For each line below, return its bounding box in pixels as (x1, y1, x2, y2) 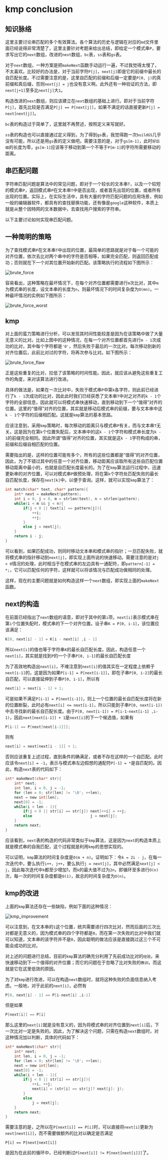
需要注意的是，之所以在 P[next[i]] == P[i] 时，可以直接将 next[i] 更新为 (5, 1124, 153, 1130)
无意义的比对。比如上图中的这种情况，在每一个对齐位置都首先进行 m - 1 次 (5, 337, 156, 343)
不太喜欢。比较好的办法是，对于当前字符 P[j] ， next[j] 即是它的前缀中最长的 (5, 69, 161, 74)
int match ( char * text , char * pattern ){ (5, 487, 88, 492)
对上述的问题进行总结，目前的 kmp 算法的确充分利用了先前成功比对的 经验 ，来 (5, 953, 160, 959)
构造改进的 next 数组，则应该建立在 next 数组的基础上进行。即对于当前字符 (5, 98, 155, 104)
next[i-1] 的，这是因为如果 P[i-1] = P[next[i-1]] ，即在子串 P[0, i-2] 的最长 (5, 669, 163, 675)
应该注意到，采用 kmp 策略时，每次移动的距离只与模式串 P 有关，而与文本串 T (5, 423, 156, 429)
